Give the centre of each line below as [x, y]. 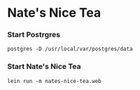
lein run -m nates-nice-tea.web [54, 81]
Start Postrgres [34, 35]
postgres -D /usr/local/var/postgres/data [70, 49]
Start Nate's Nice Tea [44, 66]
